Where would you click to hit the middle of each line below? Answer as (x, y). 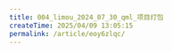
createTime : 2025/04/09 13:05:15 (71, 26)
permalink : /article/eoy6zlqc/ (67, 33)
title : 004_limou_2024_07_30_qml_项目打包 (86, 17)
